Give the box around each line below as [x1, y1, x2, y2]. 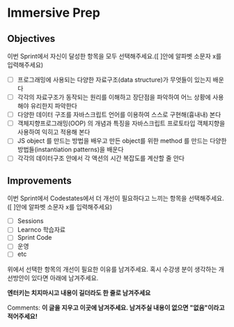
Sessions [17, 217, 44, 225]
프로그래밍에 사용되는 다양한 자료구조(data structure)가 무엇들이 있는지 [17, 75, 212, 84]
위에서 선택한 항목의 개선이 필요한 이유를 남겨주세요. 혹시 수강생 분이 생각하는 [7, 265, 217, 273]
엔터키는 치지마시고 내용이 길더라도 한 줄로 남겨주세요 [7, 288, 151, 297]
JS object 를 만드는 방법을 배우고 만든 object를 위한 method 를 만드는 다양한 [17, 137, 227, 145]
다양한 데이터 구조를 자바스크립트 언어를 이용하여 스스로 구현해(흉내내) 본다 [17, 110, 221, 119]
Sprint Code [17, 234, 52, 242]
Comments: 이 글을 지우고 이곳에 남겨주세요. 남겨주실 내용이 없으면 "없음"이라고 [7, 303, 225, 312]
